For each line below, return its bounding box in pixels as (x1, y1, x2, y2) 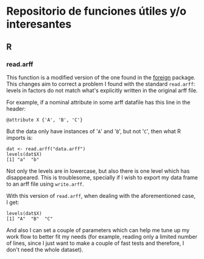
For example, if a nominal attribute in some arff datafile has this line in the (6, 98, 191, 106)
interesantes (6, 17, 72, 31)
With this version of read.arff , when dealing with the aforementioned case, (6, 192, 196, 199)
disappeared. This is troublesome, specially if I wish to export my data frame (6, 173, 199, 181)
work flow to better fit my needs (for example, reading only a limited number (6, 233, 198, 240)
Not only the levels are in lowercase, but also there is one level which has (6, 167, 190, 175)
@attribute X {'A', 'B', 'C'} (6, 117, 83, 123)
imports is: (6, 134, 33, 141)
